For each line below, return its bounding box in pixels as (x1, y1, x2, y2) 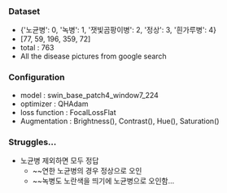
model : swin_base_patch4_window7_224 (20, 90, 159, 100)
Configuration (8, 71, 65, 83)
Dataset (8, 6, 41, 17)
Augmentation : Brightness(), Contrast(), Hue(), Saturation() (20, 116, 220, 126)
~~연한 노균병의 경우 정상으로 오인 (32, 165, 142, 175)
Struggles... (8, 136, 57, 148)
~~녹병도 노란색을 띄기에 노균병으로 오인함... (32, 176, 175, 186)
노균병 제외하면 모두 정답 (20, 156, 99, 165)
